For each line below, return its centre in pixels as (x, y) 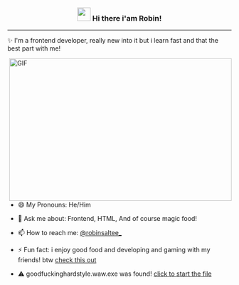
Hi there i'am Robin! (127, 18)
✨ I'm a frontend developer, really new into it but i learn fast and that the (113, 41)
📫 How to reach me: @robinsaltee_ (70, 233)
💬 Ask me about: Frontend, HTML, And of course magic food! (107, 219)
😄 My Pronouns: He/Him (54, 205)
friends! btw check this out (57, 260)
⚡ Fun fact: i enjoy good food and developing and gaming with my (114, 250)
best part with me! (34, 48)
